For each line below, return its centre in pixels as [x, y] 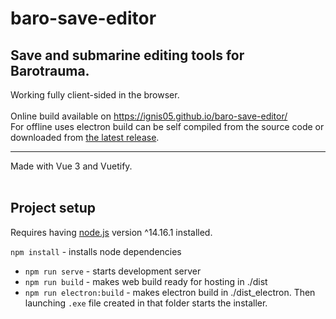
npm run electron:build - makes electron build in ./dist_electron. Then [170, 292]
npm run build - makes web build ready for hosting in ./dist [146, 281]
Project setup [53, 208]
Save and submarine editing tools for [127, 55]
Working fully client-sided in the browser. [95, 95]
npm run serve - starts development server [113, 271]
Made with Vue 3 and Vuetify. [71, 166]
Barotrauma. [50, 70]
